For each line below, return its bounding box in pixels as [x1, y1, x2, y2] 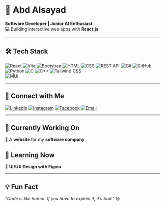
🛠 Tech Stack [5, 47, 48, 56]
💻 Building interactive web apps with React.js [5, 26, 99, 32]
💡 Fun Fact [5, 183, 38, 191]
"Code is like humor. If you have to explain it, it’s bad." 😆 [5, 196, 120, 201]
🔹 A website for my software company [5, 137, 85, 142]
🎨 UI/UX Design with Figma [5, 164, 61, 170]
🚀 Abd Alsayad [5, 4, 66, 16]
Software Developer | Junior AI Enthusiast [5, 21, 93, 26]
